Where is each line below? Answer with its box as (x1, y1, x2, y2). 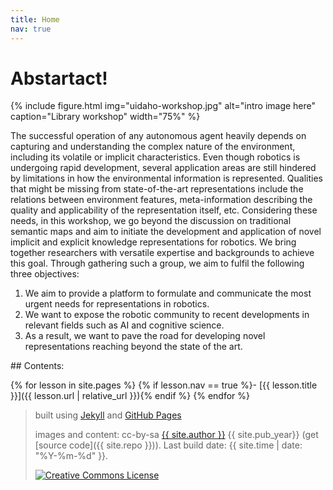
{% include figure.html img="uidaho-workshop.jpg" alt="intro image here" (10, 100, 317, 112)
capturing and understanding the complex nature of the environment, (10, 141, 296, 153)
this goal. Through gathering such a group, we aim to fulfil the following (10, 257, 305, 270)
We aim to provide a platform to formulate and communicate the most (24, 287, 312, 300)
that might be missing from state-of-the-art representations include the (10, 183, 304, 195)
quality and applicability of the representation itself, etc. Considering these (10, 204, 318, 216)
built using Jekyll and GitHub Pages (34, 409, 182, 421)
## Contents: (10, 360, 65, 372)
